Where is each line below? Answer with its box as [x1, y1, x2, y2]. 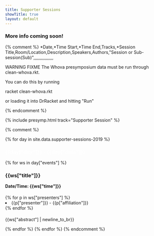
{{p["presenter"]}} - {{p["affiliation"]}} [11, 200, 89, 206]
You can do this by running [5, 79, 60, 84]
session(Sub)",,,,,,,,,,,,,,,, [5, 54, 54, 60]
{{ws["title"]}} [5, 172, 41, 179]
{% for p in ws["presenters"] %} [5, 195, 71, 200]
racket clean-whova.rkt [5, 88, 53, 94]
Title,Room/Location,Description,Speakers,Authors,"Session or [5, 49, 133, 55]
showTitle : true [5, 12, 38, 17]
